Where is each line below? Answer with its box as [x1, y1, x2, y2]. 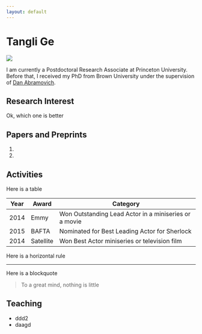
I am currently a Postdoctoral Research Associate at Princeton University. [6, 66, 188, 73]
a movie [59, 217, 82, 226]
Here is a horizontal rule [6, 252, 66, 259]
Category [112, 200, 140, 208]
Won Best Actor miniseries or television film [59, 237, 182, 245]
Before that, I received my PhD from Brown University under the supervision [6, 72, 195, 79]
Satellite [31, 237, 54, 245]
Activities [6, 169, 43, 179]
